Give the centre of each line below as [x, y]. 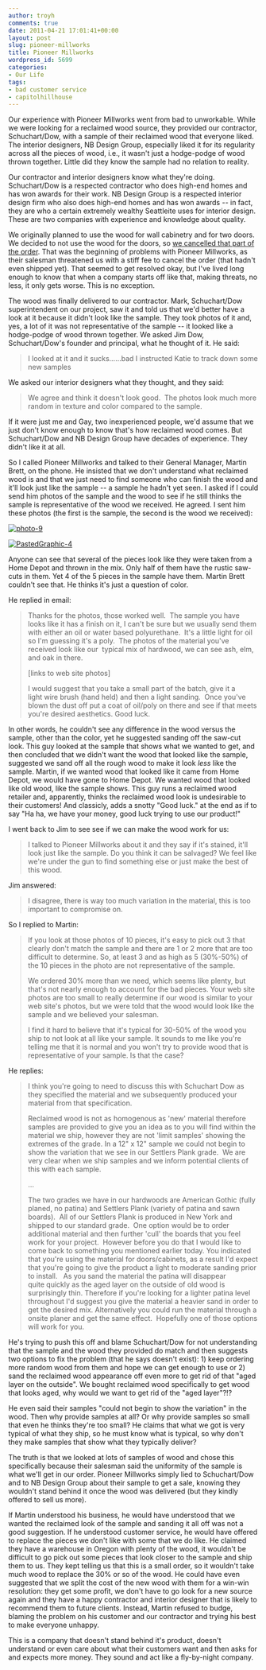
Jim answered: [33, 885]
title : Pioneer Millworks [51, 52]
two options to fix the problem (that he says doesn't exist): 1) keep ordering [131, 1359]
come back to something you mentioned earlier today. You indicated [139, 1251]
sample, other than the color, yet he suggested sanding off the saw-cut [125, 738]
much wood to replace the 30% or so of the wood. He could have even [124, 1575]
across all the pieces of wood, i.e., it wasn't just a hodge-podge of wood [127, 153]
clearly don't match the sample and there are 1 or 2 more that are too [140, 949]
